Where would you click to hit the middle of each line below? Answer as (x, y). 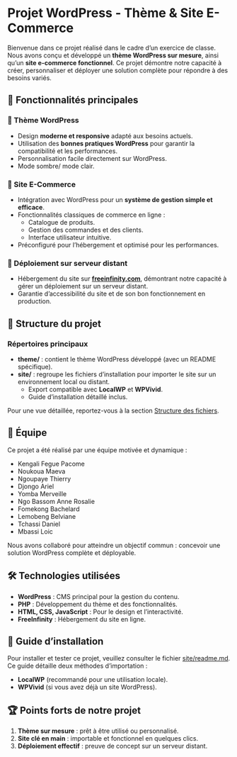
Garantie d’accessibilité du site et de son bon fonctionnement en (111, 294)
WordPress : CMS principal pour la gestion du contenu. (98, 596)
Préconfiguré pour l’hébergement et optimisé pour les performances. (118, 245)
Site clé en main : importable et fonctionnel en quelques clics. (108, 739)
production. (34, 301)
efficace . (31, 207)
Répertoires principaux (48, 344)
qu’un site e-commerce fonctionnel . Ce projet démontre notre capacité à (115, 62)
